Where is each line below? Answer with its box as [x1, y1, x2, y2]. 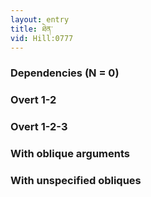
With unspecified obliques [10, 173, 142, 187]
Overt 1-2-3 [10, 120, 68, 134]
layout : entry [10, 14, 70, 25]
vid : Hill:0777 [10, 33, 74, 43]
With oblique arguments [10, 147, 131, 161]
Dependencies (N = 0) [10, 66, 120, 80]
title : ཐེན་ [10, 24, 53, 34]
